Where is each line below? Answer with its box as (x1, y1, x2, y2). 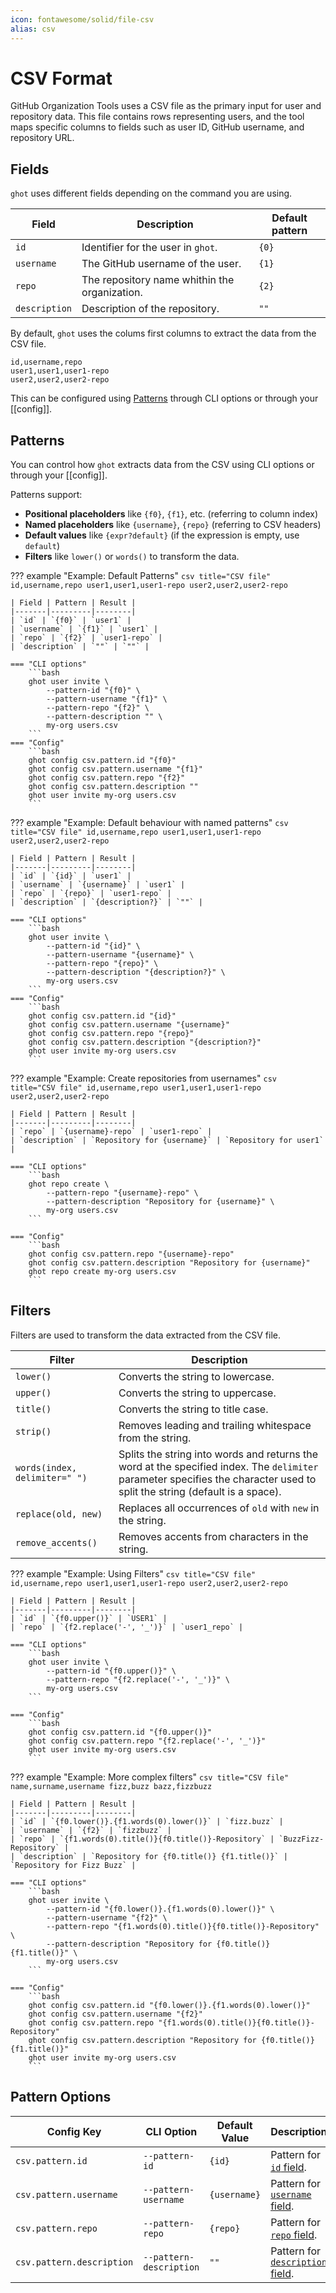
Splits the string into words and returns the (118, 1447, 319, 1461)
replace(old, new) (15, 1508, 103, 1520)
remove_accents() (15, 1537, 98, 1548)
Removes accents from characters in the (118, 1529, 309, 1543)
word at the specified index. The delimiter (118, 1459, 319, 1473)
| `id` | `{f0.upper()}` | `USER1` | (10, 1613, 168, 1623)
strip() (15, 1426, 52, 1437)
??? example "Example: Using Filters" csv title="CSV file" (10, 1567, 257, 1580)
